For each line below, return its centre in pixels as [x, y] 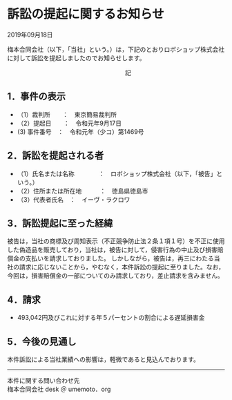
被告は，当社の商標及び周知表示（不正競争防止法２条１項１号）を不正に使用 [116, 241]
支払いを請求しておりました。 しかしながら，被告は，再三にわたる [119, 258]
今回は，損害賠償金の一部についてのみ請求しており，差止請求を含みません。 [116, 276]
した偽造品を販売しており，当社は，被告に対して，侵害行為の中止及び [106, 250]
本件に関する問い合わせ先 [43, 380]
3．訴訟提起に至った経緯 [60, 223]
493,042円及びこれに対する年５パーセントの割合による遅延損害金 [111, 318]
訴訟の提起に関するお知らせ [86, 14]
